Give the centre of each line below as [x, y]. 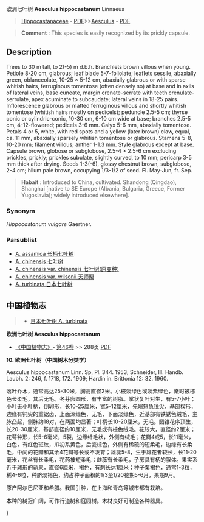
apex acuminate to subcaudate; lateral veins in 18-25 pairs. [105, 99]
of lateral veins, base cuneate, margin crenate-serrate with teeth [87, 93]
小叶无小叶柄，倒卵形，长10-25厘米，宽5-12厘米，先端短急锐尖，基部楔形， [101, 406]
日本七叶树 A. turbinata [59, 321]
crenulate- [182, 93]
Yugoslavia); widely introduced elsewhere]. [75, 195]
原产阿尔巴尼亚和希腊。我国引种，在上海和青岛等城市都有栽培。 [86, 488]
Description [29, 52]
